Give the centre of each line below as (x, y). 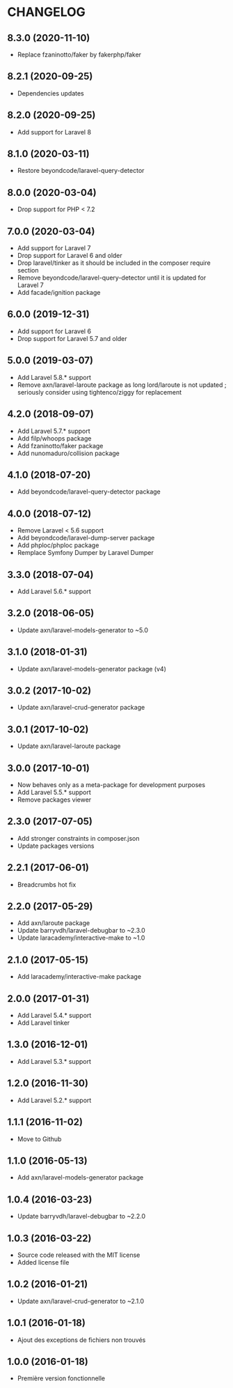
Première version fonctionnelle (61, 1378)
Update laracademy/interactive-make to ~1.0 (81, 938)
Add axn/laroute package (54, 923)
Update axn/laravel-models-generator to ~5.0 (82, 630)
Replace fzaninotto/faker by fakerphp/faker (79, 54)
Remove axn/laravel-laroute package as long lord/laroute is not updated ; (122, 385)
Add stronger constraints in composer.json (79, 838)
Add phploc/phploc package (58, 545)
